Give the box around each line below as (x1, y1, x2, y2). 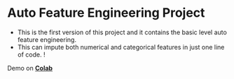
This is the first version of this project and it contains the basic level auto (17, 28, 228, 36)
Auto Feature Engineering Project (7, 5, 205, 21)
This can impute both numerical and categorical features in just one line (17, 43, 225, 51)
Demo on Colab (7, 64, 53, 72)
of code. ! (17, 50, 46, 59)
